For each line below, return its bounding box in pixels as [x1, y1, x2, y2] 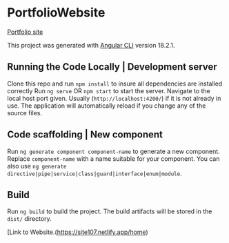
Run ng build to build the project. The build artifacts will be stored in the [7, 207, 212, 215]
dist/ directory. [7, 215, 52, 223]
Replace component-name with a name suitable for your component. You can [7, 154, 220, 163]
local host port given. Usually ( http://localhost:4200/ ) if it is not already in [7, 94, 221, 102]
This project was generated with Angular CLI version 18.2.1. [7, 41, 175, 49]
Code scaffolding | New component [7, 129, 163, 141]
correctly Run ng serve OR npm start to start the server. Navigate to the [7, 86, 210, 95]
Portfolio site [7, 28, 43, 36]
